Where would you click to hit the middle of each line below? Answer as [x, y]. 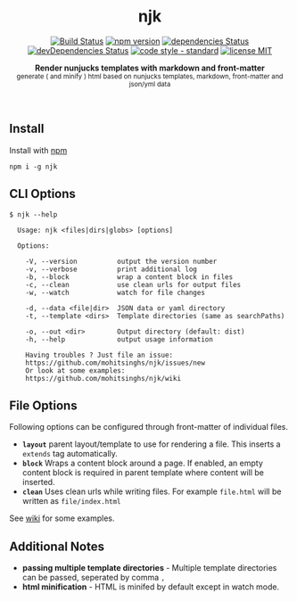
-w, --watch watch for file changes [115, 292]
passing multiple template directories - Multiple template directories [149, 568]
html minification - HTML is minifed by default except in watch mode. [151, 587]
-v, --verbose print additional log [111, 269]
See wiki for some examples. [62, 518]
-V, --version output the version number [121, 261]
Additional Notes [57, 546]
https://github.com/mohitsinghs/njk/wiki [103, 378]
